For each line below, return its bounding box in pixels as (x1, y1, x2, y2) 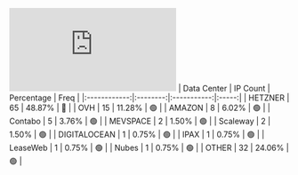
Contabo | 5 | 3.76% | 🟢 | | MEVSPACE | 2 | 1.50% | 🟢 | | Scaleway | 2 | (9, 115, 271, 126)
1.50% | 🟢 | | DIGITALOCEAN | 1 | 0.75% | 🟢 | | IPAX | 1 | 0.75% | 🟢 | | (9, 129, 265, 139)
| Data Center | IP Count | (177, 84, 270, 93)
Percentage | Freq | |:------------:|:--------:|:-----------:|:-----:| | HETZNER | (9, 92, 290, 103)
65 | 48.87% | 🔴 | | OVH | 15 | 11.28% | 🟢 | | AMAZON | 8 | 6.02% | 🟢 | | (9, 102, 271, 113)
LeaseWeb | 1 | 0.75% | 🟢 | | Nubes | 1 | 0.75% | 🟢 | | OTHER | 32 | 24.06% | (9, 142, 289, 153)
